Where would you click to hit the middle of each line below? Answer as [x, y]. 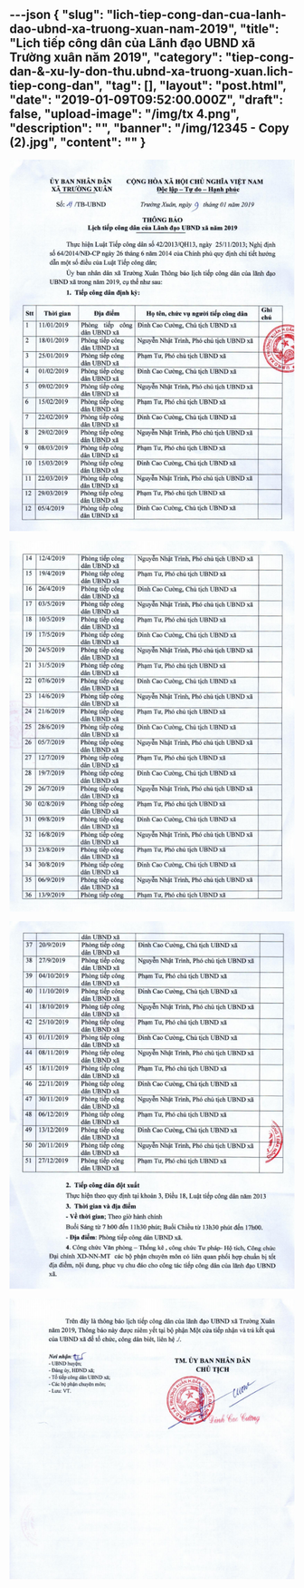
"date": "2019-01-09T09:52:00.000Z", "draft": [146, 100]
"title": [259, 29]
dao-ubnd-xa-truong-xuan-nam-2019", [123, 29]
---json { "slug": [57, 15]
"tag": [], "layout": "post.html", [196, 86]
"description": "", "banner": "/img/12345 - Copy [149, 128]
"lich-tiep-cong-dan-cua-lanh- [196, 15]
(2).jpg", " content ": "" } [78, 143]
